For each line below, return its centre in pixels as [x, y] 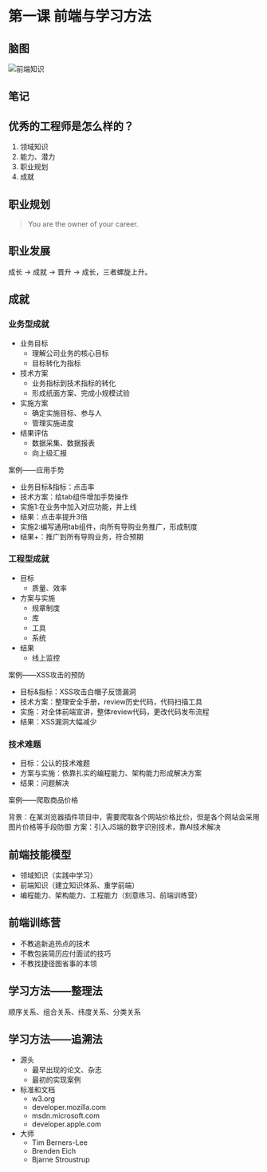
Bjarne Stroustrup [61, 1160]
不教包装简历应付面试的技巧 [65, 953]
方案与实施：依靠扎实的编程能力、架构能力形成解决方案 [110, 773]
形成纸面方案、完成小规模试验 [80, 393]
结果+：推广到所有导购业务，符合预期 [82, 536]
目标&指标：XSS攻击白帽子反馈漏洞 [78, 692]
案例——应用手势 [36, 470]
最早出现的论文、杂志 [67, 1070]
